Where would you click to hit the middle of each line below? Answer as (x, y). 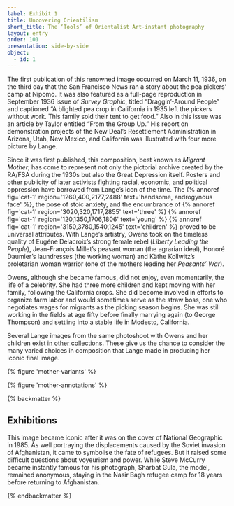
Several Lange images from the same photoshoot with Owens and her (108, 335)
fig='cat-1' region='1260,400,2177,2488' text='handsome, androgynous (110, 197)
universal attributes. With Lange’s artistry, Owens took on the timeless (108, 234)
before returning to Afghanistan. (53, 482)
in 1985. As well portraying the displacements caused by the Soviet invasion (116, 444)
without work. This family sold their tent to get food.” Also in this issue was (115, 116)
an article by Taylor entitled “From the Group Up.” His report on (98, 124)
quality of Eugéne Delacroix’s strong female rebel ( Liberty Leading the (108, 241)
